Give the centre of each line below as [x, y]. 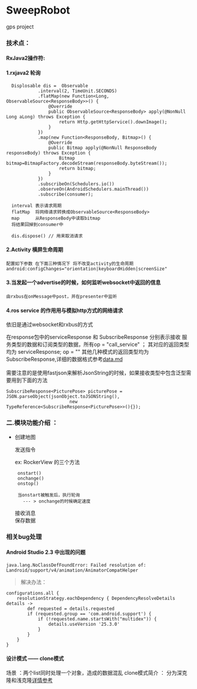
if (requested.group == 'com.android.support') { [89, 614]
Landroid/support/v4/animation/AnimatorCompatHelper [72, 570]
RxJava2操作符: [26, 58]
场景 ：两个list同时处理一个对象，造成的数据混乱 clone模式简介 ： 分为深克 [97, 672]
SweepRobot [38, 10]
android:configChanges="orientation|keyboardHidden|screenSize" [87, 269]
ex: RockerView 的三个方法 [47, 462]
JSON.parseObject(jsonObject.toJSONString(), [63, 397]
